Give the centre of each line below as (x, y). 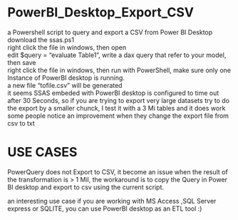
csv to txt (21, 123)
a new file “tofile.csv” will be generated (65, 85)
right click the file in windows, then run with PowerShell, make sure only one (119, 70)
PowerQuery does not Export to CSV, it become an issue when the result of (118, 171)
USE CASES (42, 152)
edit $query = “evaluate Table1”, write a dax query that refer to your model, (117, 55)
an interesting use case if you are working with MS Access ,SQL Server (112, 201)
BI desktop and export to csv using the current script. (86, 187)
